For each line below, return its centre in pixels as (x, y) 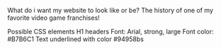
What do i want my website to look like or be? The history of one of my (110, 10)
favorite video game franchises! (54, 18)
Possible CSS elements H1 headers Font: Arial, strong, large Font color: (110, 32)
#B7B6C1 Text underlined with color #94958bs (75, 39)
